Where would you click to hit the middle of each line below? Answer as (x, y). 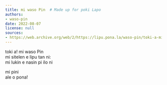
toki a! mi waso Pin (24, 51)
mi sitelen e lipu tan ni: (28, 57)
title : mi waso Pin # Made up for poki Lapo (53, 10)
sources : (14, 33)
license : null (20, 28)
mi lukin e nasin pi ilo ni (29, 62)
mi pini (12, 72)
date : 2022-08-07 (23, 24)
